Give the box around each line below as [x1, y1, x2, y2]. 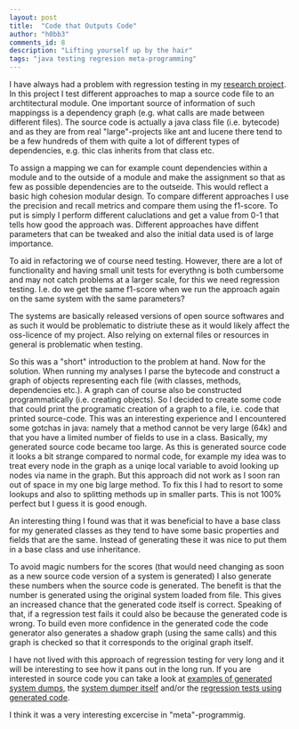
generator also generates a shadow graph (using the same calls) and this [9, 627, 278, 638]
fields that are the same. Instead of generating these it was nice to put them [9, 535, 287, 545]
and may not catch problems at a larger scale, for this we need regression [9, 274, 280, 285]
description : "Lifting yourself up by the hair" [9, 46, 193, 55]
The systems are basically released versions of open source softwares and [9, 311, 285, 321]
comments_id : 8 [9, 37, 66, 47]
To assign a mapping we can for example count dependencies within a [9, 162, 269, 173]
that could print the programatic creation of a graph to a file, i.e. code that [9, 404, 279, 414]
